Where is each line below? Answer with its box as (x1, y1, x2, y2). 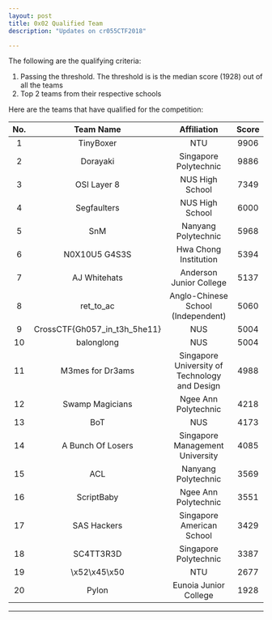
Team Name (74, 124, 121, 135)
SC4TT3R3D (73, 548, 122, 559)
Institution (179, 254, 219, 265)
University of (174, 360, 224, 372)
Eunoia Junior (172, 580, 225, 591)
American (180, 520, 218, 531)
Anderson (180, 267, 218, 278)
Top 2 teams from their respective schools (19, 89, 162, 99)
